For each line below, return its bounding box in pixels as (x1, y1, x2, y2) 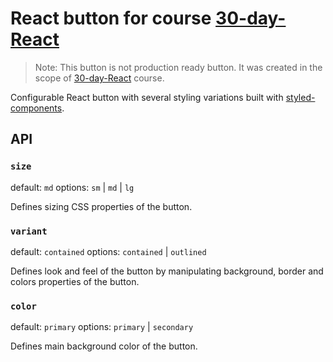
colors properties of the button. (10, 275, 140, 287)
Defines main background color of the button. (10, 340, 198, 352)
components (10, 102, 63, 114)
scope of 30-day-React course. (34, 72, 165, 84)
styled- (285, 91, 316, 103)
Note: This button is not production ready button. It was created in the (34, 61, 323, 73)
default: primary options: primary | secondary (10, 321, 194, 333)
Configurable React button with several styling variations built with (10, 91, 284, 103)
